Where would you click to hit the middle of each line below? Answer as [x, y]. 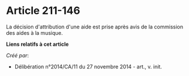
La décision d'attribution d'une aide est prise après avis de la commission [94, 27]
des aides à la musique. [35, 32]
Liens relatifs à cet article [37, 44]
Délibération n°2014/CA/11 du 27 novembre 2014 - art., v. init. [88, 66]
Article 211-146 [43, 11]
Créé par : [18, 55]
